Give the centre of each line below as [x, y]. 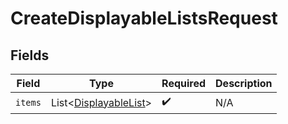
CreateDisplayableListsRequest [144, 18]
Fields [30, 55]
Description [244, 83]
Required [184, 83]
